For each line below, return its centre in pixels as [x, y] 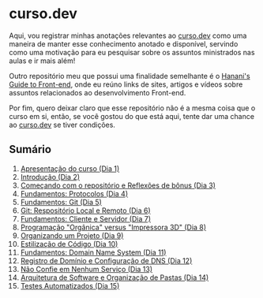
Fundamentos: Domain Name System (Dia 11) [93, 252]
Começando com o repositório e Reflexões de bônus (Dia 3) [118, 185]
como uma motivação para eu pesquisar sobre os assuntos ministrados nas [132, 52]
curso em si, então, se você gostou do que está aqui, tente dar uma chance [132, 116]
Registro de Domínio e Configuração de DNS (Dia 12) [106, 260]
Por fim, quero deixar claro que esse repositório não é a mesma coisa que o [132, 108]
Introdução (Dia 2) [50, 177]
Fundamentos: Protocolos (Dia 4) [74, 193]
